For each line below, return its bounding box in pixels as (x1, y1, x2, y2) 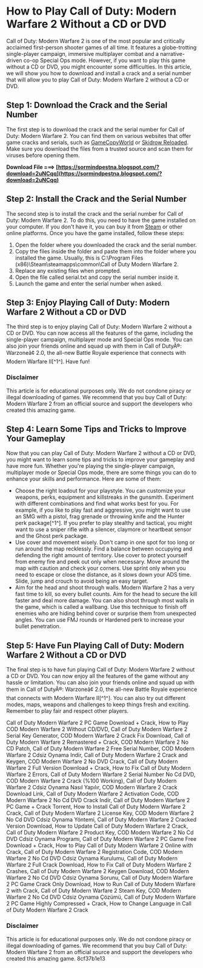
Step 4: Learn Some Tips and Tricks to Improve (6, 424, 187, 434)
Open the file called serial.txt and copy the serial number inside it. (15, 273, 180, 281)
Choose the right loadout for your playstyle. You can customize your (15, 487, 186, 495)
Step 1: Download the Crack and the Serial (6, 100, 168, 111)
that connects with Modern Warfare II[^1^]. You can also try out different (6, 695, 186, 702)
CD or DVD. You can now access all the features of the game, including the (6, 329, 193, 337)
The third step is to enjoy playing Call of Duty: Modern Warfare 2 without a (6, 323, 192, 331)
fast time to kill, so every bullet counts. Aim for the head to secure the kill (15, 591, 198, 598)
